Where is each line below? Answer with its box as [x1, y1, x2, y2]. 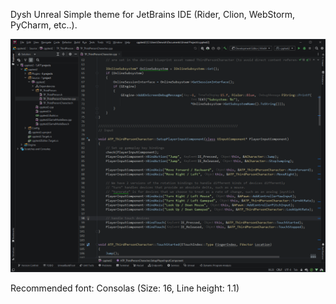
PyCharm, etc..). [10, 19, 78, 31]
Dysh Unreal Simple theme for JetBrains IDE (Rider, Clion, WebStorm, [10, 9, 296, 20]
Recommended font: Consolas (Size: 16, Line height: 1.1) [10, 282, 240, 294]
